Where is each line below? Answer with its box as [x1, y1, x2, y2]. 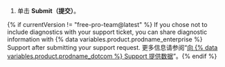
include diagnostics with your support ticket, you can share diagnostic [7, 28, 208, 36]
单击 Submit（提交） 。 [17, 7, 80, 15]
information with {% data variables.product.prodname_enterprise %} [7, 35, 203, 44]
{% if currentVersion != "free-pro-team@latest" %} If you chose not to [7, 21, 208, 28]
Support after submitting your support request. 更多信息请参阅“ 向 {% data [7, 44, 218, 51]
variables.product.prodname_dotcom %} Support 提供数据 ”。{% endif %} [7, 52, 217, 60]
